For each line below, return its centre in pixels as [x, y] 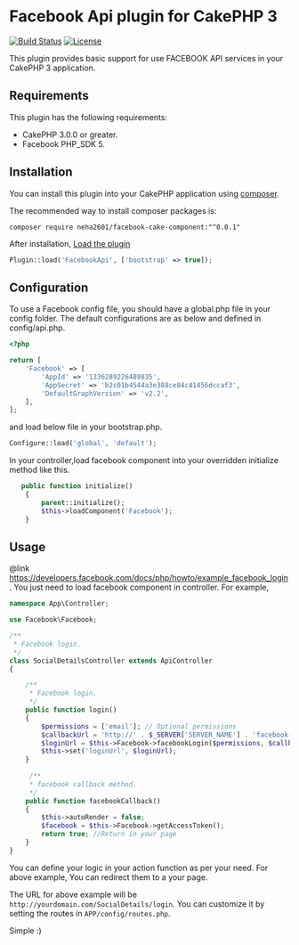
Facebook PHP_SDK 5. [63, 143]
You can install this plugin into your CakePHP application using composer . [145, 193]
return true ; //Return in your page [109, 835]
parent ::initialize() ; [83, 502]
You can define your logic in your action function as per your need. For [139, 868]
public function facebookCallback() [93, 801]
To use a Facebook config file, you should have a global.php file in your [140, 309]
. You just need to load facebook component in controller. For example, [139, 587]
